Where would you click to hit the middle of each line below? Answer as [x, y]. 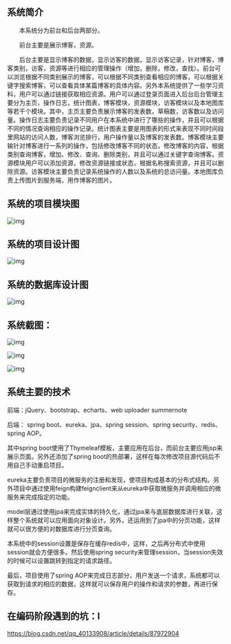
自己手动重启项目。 [40, 465]
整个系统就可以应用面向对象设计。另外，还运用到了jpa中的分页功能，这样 [117, 520]
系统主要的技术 [39, 392]
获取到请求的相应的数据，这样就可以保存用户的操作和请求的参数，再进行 [109, 583]
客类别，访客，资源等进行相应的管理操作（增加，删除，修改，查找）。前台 [111, 68]
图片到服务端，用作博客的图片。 [70, 180]
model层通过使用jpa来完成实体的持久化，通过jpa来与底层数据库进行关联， [112, 511]
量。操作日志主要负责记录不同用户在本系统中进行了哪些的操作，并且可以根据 [115, 120]
